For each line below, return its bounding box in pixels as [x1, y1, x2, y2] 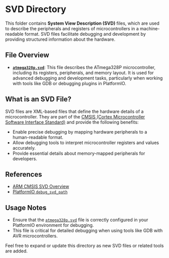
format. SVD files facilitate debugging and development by [24, 31, 146, 37]
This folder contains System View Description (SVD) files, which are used [5, 20, 160, 26]
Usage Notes [5, 203, 47, 212]
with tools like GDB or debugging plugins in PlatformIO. [12, 80, 127, 86]
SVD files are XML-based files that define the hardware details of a [5, 108, 144, 114]
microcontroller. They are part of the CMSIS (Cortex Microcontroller [5, 113, 145, 119]
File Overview [5, 51, 49, 59]
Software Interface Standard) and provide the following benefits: [5, 119, 139, 125]
